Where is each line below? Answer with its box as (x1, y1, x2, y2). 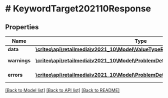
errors (7, 72, 23, 78)
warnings (7, 57, 31, 64)
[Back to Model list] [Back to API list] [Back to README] (5, 88, 120, 93)
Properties (5, 23, 39, 31)
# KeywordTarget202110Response (5, 3, 151, 14)
